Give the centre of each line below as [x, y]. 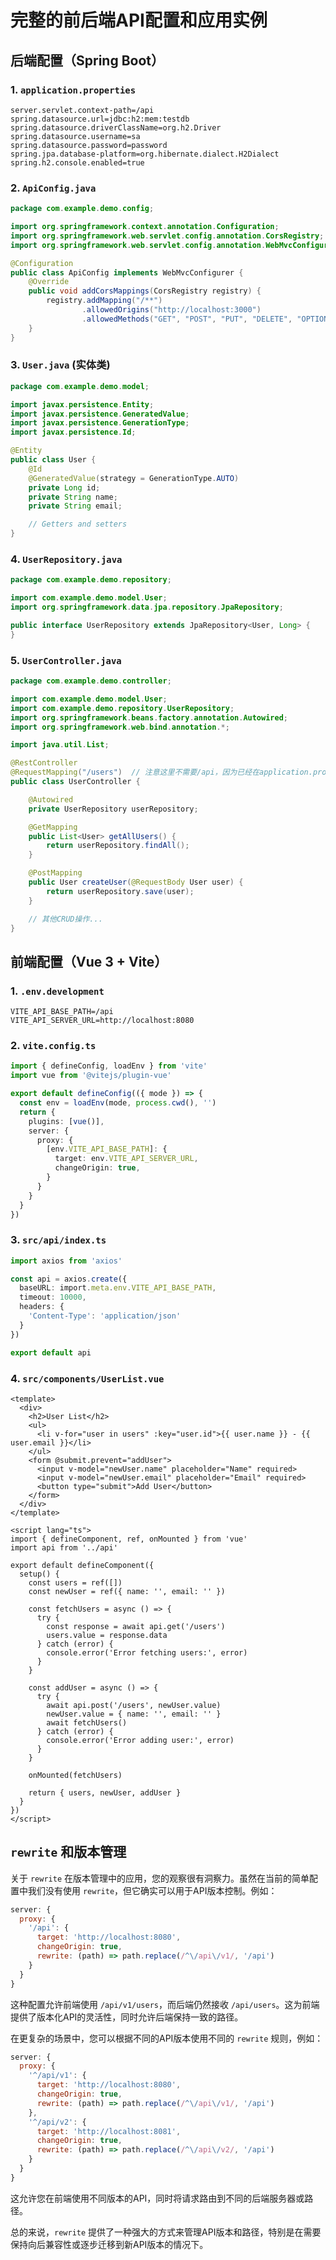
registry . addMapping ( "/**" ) [104, 301]
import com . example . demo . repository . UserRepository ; [122, 708]
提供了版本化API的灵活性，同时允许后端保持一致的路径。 [127, 2017]
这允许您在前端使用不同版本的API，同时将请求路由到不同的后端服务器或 [157, 2198]
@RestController [44, 763]
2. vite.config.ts [53, 1046]
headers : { [42, 1307]
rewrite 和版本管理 [68, 1852]
